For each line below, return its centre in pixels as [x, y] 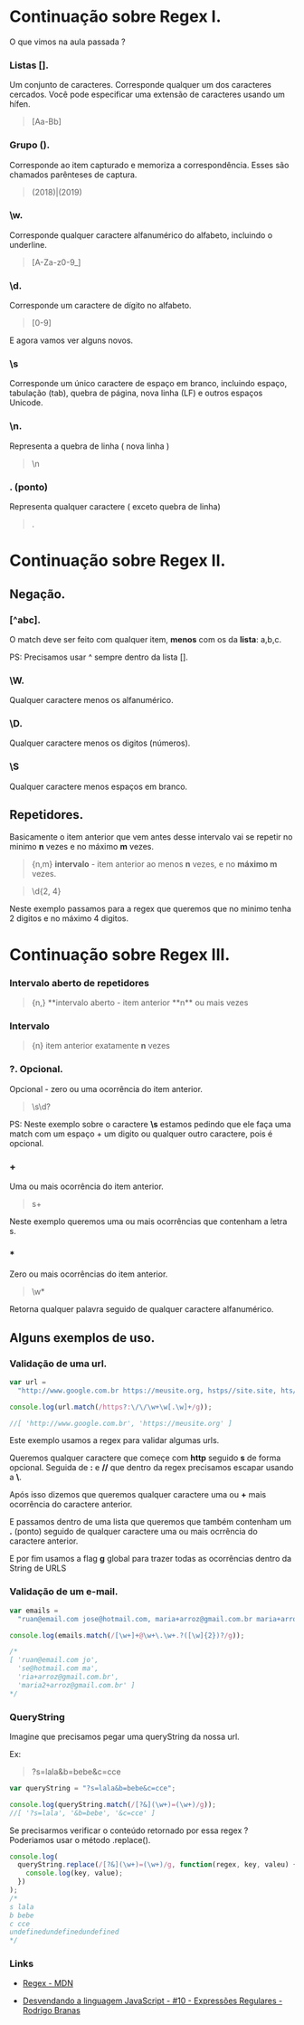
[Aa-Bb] [46, 122]
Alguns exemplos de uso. [82, 1338]
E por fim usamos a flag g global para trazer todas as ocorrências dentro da [151, 1559]
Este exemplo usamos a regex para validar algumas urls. [114, 1440]
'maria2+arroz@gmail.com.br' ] [76, 1685]
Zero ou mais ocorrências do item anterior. [89, 1274]
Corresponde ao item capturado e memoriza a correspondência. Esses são [149, 165]
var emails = [34, 1611]
